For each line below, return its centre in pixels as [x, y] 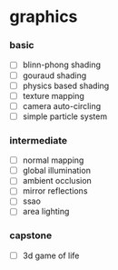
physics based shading [66, 85]
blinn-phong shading [62, 65]
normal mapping [53, 160]
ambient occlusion [57, 181]
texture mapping [53, 95]
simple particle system [64, 116]
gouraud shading [54, 75]
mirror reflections [55, 191]
